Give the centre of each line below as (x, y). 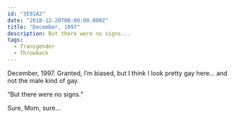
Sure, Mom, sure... (34, 108)
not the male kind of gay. (43, 80)
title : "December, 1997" (44, 27)
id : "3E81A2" (26, 14)
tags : (15, 40)
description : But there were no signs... (69, 33)
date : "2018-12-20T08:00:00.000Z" (58, 20)
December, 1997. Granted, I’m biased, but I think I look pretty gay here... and (117, 73)
